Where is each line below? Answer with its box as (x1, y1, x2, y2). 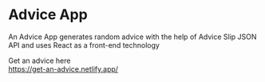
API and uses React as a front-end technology (8, 40, 160, 49)
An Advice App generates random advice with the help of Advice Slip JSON (8, 32, 257, 41)
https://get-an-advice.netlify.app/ (8, 64, 118, 73)
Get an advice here (8, 56, 71, 65)
